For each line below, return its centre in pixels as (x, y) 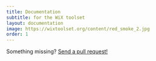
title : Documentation (34, 12)
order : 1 (17, 34)
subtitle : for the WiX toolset (46, 18)
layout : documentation (35, 23)
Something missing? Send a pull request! (57, 51)
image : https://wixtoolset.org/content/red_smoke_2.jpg (78, 29)
